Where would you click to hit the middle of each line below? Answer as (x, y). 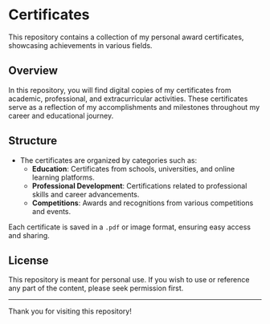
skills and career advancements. (86, 194)
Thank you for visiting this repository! (70, 311)
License (29, 260)
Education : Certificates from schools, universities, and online (133, 168)
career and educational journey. (61, 115)
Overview (33, 71)
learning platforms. (63, 177)
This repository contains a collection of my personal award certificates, (126, 37)
